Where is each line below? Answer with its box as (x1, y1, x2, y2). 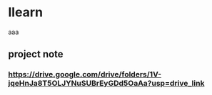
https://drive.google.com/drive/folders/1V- (8, 69, 162, 79)
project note (8, 48, 64, 60)
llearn (8, 4, 44, 21)
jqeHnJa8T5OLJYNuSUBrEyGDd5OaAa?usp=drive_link (8, 79, 205, 89)
